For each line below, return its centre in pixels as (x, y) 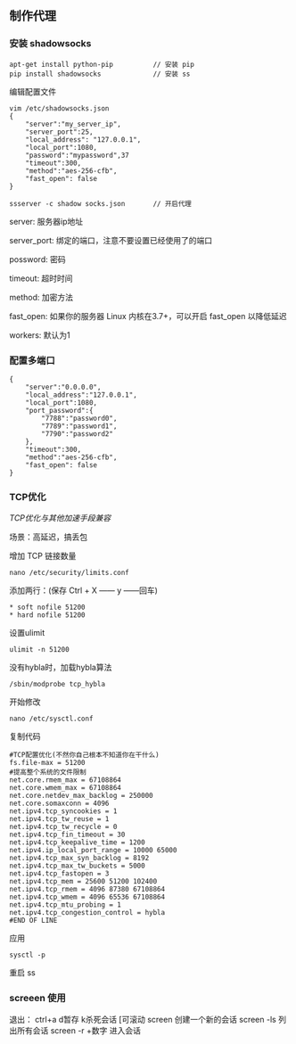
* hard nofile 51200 (48, 615)
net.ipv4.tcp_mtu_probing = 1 (66, 905)
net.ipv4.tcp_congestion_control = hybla (87, 913)
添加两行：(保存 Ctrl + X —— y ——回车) (84, 590)
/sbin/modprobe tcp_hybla (57, 685)
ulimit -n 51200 (39, 650)
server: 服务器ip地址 (46, 221)
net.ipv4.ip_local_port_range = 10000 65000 (93, 851)
